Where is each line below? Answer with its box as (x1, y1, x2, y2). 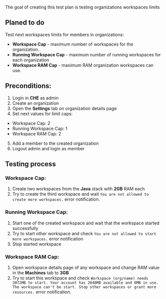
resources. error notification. (12, 289, 72, 295)
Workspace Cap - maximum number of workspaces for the (12, 41, 133, 47)
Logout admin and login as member (12, 145, 85, 151)
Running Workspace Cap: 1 (12, 126, 68, 131)
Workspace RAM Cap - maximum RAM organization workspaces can (12, 62, 154, 68)
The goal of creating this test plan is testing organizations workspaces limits (5, 4, 160, 10)
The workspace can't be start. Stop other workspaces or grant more (12, 284, 157, 290)
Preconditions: (5, 82, 52, 90)
